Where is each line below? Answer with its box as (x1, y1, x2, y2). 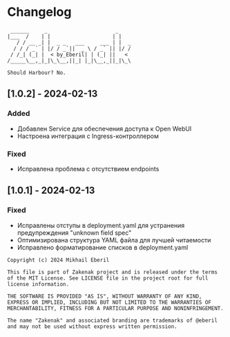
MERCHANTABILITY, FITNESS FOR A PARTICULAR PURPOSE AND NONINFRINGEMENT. (7, 305, 224, 311)
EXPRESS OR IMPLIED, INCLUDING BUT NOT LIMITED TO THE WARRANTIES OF (7, 298, 212, 306)
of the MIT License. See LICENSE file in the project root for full (7, 274, 209, 282)
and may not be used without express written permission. (7, 322, 178, 330)
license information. (7, 280, 70, 287)
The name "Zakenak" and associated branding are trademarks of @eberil (7, 317, 218, 324)
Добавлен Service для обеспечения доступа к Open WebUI (17, 124, 192, 133)
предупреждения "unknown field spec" (17, 229, 132, 237)
